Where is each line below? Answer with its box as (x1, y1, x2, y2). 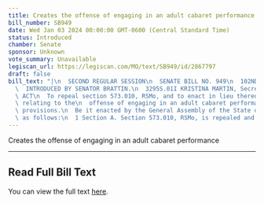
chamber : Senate (8, 41, 61, 49)
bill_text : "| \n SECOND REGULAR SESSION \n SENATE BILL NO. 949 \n (8, 77, 234, 85)
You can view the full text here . (8, 186, 108, 196)
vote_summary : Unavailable (8, 56, 97, 64)
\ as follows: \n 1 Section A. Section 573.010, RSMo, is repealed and (15, 114, 255, 122)
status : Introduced (8, 33, 72, 42)
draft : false (8, 70, 51, 78)
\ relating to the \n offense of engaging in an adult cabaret (15, 99, 226, 107)
